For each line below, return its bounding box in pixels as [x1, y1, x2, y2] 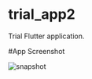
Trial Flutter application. [8, 31, 85, 41]
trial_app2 [8, 5, 76, 23]
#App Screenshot [8, 46, 65, 56]
